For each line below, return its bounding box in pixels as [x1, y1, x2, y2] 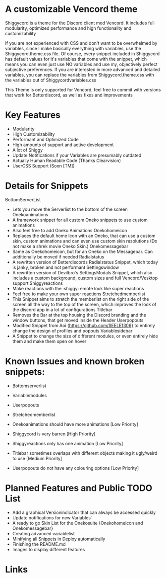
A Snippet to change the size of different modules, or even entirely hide [12, 333, 159, 339]
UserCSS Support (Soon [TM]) [12, 163, 75, 168]
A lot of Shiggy [12, 147, 43, 153]
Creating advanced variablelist [12, 530, 75, 536]
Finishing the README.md [12, 541, 66, 547]
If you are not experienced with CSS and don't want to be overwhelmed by [5, 40, 158, 46]
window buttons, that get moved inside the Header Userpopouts [12, 317, 144, 323]
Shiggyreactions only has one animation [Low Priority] [12, 440, 123, 446]
